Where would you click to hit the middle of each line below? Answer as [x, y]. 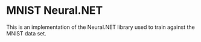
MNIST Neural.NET [55, 10]
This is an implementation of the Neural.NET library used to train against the [101, 27]
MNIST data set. [26, 33]
